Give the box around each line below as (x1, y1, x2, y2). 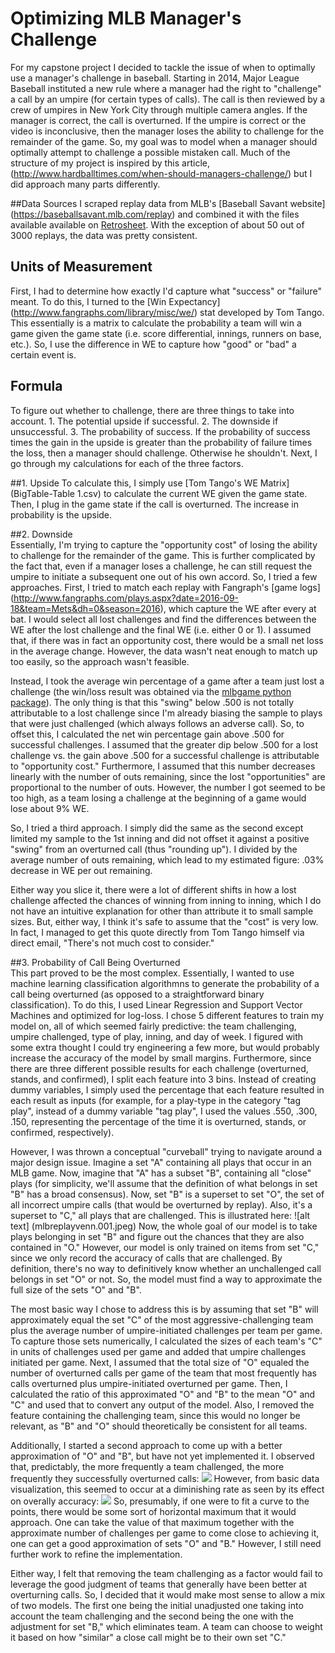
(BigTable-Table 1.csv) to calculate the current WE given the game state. (10, 487, 308, 499)
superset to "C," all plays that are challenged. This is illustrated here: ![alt (10, 1209, 311, 1221)
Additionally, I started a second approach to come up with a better (10, 1439, 283, 1451)
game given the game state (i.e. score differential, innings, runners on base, (10, 327, 322, 339)
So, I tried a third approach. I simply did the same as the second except (10, 822, 304, 834)
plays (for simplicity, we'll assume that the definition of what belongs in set (10, 1177, 318, 1189)
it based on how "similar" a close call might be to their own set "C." (10, 1631, 287, 1643)
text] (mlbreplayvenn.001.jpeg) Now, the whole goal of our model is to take (10, 1220, 318, 1232)
